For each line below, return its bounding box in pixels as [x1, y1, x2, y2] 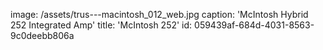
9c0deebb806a [10, 30, 75, 41]
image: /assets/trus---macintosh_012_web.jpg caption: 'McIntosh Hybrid [10, 9, 309, 20]
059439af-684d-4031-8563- [194, 19, 315, 31]
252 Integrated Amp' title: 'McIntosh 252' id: [10, 19, 193, 31]
